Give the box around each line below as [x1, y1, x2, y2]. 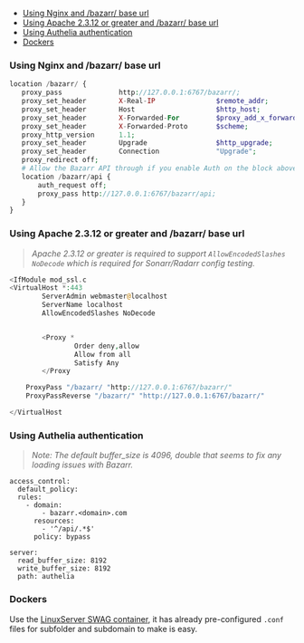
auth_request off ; [37, 180, 107, 189]
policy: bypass [33, 533, 91, 542]
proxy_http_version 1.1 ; [21, 130, 136, 139]
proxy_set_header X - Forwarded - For [21, 113, 180, 122]
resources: [33, 516, 75, 526]
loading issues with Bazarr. [31, 459, 134, 470]
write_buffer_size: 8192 [17, 564, 111, 573]
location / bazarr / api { [21, 172, 111, 181]
